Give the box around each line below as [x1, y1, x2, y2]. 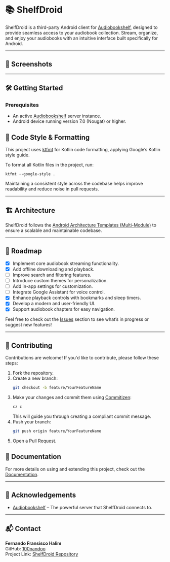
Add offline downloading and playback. [12, 266, 95, 272]
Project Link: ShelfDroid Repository [5, 551, 78, 557]
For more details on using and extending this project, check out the [5, 466, 145, 472]
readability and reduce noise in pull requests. [5, 186, 100, 192]
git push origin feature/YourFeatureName [12, 428, 101, 434]
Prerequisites [5, 102, 39, 109]
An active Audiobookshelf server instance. [12, 113, 101, 119]
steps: [5, 360, 18, 366]
